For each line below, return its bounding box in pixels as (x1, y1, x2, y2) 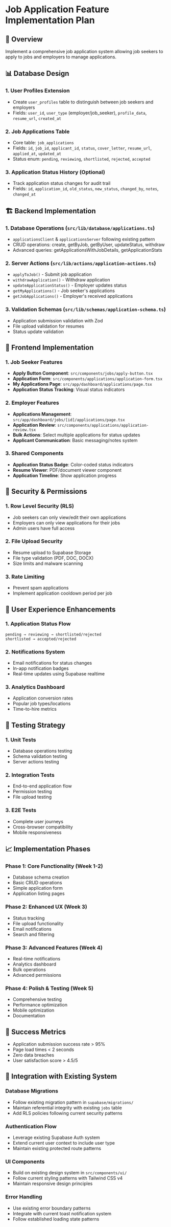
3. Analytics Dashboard (5, 684, 65, 691)
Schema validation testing (12, 753, 67, 759)
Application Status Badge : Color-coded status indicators (12, 462, 134, 468)
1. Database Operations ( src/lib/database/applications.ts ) (5, 224, 155, 231)
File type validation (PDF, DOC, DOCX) (12, 555, 94, 561)
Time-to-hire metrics (12, 706, 57, 712)
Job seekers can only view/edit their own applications (12, 514, 127, 520)
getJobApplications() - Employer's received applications (12, 293, 133, 299)
